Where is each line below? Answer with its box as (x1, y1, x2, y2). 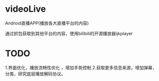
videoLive (5, 3, 46, 15)
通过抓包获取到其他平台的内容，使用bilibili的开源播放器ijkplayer (5, 30, 133, 36)
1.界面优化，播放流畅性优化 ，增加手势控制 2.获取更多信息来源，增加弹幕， (5, 64, 157, 70)
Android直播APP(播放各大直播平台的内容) (5, 20, 89, 26)
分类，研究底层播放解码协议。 (5, 71, 65, 77)
